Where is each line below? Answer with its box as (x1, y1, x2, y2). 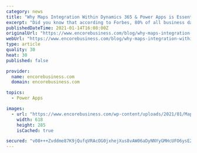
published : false (6, 57, 49, 63)
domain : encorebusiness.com (11, 79, 80, 85)
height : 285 (16, 122, 46, 128)
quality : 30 (6, 47, 35, 53)
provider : (6, 68, 30, 74)
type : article (6, 42, 41, 47)
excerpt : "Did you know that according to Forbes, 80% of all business (6, 19, 185, 25)
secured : (6, 138, 28, 144)
